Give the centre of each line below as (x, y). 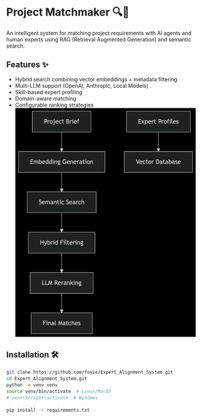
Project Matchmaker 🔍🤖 (68, 12)
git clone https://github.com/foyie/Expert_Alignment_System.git (90, 372)
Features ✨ (27, 65)
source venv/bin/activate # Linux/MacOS (59, 391)
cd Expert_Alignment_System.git (47, 379)
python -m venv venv (32, 385)
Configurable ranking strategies (54, 105)
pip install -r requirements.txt (48, 411)
